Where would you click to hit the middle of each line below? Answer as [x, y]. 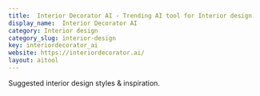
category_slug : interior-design [62, 38]
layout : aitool [34, 61]
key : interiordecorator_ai [53, 46]
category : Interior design [53, 30]
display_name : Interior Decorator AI [73, 23]
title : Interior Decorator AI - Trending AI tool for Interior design [130, 16]
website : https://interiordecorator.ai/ [77, 53]
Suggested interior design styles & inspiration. [84, 83]
